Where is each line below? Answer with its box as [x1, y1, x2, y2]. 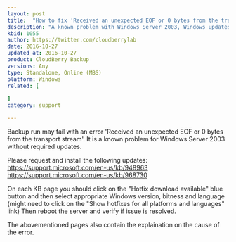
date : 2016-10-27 [7, 43, 58, 50]
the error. [7, 228, 34, 236]
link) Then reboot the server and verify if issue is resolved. [7, 207, 177, 215]
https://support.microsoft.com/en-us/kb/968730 [7, 170, 147, 179]
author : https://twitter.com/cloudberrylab [7, 37, 137, 44]
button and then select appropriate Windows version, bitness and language [7, 191, 225, 200]
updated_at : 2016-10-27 [7, 50, 77, 57]
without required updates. [7, 142, 82, 151]
